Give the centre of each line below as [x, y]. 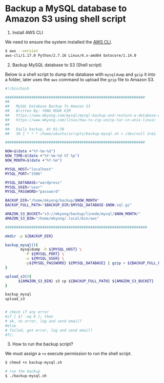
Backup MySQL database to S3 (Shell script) [57, 65]
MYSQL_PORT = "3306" [24, 174]
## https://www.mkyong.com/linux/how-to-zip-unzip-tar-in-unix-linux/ [81, 120]
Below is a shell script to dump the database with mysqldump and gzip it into [80, 74]
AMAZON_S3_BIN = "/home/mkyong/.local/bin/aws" [52, 218]
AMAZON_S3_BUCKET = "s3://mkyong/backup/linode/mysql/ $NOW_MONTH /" [73, 214]
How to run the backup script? [42, 344]
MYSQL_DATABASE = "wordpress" [34, 182]
